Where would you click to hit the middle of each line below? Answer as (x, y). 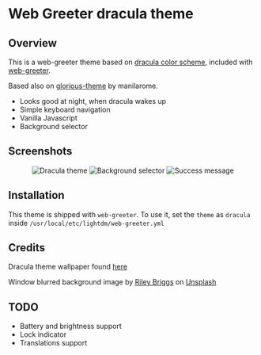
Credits (27, 248)
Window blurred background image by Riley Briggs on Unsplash (112, 282)
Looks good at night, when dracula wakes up (93, 101)
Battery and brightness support (71, 326)
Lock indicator (43, 334)
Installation (36, 195)
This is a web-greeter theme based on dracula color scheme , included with (130, 62)
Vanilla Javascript (48, 118)
